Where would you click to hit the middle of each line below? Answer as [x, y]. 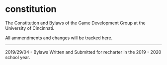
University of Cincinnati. [30, 28]
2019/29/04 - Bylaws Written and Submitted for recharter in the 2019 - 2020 [83, 52]
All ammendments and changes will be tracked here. [59, 38]
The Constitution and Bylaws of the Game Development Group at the [75, 23]
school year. [18, 57]
